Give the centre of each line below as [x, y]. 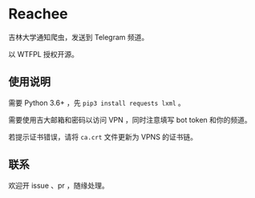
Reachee [38, 14]
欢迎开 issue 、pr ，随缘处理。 [59, 185]
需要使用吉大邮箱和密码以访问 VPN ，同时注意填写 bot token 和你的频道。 [130, 119]
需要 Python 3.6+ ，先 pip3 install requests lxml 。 [97, 103]
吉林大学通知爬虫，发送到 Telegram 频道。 [79, 37]
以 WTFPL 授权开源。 [43, 54]
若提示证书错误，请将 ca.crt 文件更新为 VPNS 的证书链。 [103, 136]
